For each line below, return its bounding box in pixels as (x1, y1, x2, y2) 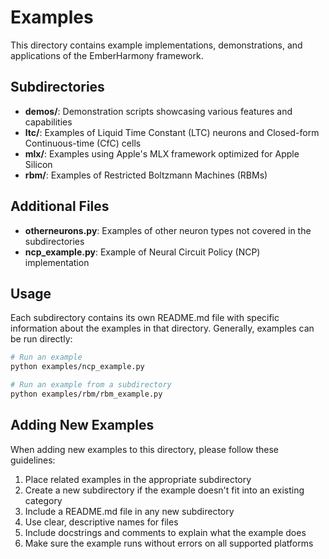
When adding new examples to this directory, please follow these (10, 443, 280, 455)
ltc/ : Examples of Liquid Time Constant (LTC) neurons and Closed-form (24, 126, 320, 138)
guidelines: (10, 454, 56, 466)
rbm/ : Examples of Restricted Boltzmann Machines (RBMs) (24, 169, 268, 181)
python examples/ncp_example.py (10, 362, 145, 372)
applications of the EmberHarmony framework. (10, 49, 204, 61)
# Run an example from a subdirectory (10, 380, 172, 390)
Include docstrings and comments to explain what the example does (24, 526, 307, 538)
